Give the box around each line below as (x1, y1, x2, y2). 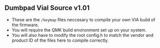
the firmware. (11, 22, 39, 28)
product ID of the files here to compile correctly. (11, 37, 109, 43)
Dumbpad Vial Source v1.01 (4, 4, 90, 12)
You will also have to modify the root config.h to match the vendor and (11, 32, 154, 38)
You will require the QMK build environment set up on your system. (11, 27, 147, 33)
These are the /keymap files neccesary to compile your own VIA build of (11, 16, 156, 22)
